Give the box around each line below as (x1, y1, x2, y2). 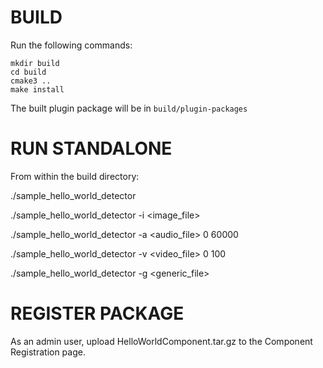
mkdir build (10, 58, 60, 68)
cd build (10, 67, 47, 77)
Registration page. (10, 346, 86, 358)
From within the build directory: (10, 170, 140, 182)
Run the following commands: (10, 39, 133, 51)
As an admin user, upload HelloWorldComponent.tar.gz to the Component (10, 335, 313, 347)
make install (10, 84, 65, 95)
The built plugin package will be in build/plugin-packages (10, 102, 248, 114)
